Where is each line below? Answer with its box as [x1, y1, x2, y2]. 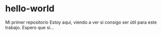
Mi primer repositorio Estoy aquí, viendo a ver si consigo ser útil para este [5, 19, 157, 25]
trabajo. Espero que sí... [5, 24, 54, 30]
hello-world [5, 3, 55, 14]
